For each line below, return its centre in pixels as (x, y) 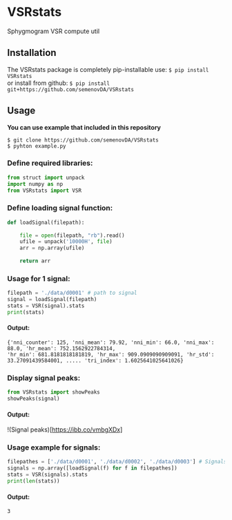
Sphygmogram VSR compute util (54, 31)
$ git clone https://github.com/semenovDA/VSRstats (83, 140)
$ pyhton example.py (37, 146)
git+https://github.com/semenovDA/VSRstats (71, 89)
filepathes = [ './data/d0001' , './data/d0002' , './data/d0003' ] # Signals (117, 462)
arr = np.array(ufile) (52, 248)
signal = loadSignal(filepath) (52, 300)
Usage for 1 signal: (39, 278)
